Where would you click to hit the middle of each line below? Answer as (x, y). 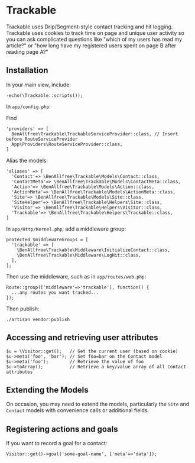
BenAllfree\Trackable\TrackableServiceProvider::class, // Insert (95, 134)
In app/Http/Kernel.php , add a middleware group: (66, 229)
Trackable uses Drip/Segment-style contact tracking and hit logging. (90, 27)
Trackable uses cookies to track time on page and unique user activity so (95, 33)
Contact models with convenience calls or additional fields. (78, 410)
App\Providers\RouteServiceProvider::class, (67, 144)
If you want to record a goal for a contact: (57, 443)
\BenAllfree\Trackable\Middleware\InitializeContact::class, (93, 250)
